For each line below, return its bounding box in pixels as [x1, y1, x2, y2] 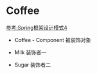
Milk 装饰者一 [14, 48, 46, 56]
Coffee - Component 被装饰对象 [14, 36, 91, 43]
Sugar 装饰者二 [14, 61, 51, 68]
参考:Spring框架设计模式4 [6, 24, 68, 31]
